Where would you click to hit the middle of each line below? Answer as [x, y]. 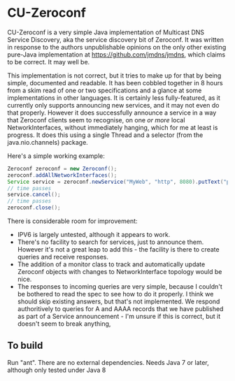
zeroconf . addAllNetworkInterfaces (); [62, 175]
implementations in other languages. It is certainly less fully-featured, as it [114, 98]
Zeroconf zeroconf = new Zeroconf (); [62, 168]
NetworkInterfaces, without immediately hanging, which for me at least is [113, 127]
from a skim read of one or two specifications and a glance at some [105, 90]
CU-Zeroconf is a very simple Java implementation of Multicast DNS [106, 32]
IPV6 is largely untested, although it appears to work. [94, 235]
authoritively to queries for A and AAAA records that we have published [120, 309]
